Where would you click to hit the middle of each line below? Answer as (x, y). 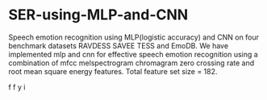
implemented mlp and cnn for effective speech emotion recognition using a (133, 54)
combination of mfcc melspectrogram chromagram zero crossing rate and (131, 63)
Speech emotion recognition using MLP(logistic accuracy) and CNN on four (134, 37)
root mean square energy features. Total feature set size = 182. (113, 71)
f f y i (17, 87)
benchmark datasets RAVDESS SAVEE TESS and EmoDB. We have (118, 45)
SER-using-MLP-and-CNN (98, 15)
